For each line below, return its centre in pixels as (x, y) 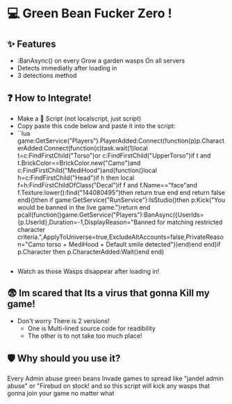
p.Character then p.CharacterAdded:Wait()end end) (91, 251)
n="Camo (31, 244)
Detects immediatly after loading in (67, 68)
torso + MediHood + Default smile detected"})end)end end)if (133, 244)
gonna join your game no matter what (61, 394)
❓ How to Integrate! (49, 98)
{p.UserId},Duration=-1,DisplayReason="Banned (86, 222)
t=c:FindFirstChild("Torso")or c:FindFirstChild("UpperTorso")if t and (114, 155)
